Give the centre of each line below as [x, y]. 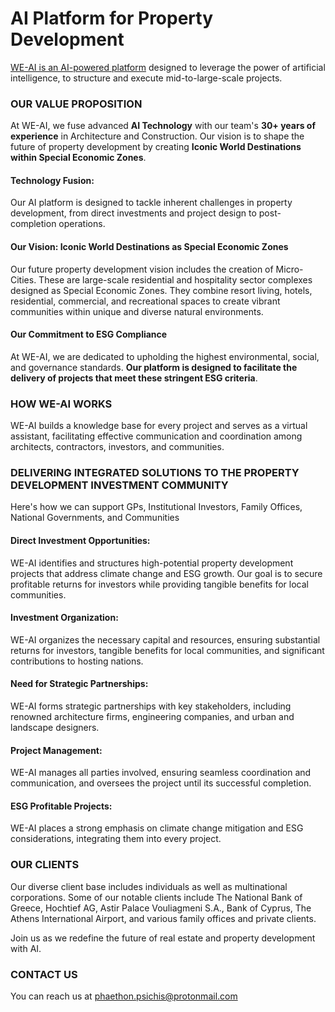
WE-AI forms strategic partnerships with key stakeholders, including [151, 706]
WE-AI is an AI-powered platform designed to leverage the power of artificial [168, 67]
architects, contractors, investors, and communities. [117, 447]
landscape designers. [55, 728]
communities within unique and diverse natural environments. [137, 311]
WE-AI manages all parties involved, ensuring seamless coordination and [161, 773]
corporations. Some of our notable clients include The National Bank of [156, 897]
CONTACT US [44, 974]
